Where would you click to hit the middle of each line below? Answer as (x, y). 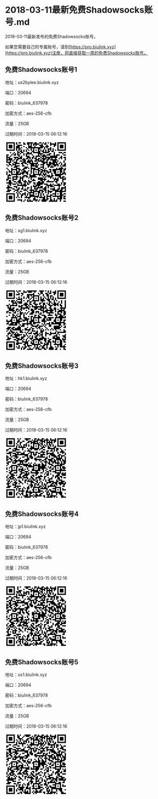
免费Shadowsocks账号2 (42, 218)
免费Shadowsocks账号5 (42, 662)
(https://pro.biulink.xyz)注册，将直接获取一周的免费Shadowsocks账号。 (77, 53)
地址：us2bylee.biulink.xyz (32, 82)
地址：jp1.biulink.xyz (26, 527)
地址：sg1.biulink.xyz (26, 230)
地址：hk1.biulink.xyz (26, 378)
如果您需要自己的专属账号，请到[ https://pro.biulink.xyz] (61, 47)
